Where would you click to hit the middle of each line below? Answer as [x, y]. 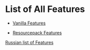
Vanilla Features [29, 23]
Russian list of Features [29, 42]
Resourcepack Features [37, 32]
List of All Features [45, 9]
